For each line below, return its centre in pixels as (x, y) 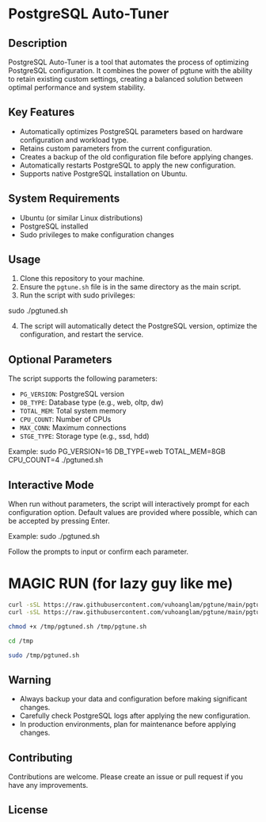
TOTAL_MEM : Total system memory (73, 411)
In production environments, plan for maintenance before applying (127, 724)
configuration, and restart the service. (82, 335)
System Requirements (64, 199)
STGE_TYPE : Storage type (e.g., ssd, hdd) (84, 436)
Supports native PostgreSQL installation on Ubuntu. (103, 173)
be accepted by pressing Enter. (59, 521)
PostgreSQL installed (54, 226)
